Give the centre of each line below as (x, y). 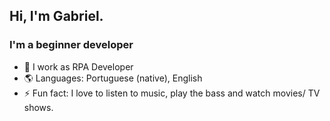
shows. (38, 107)
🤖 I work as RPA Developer (78, 66)
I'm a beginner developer (71, 45)
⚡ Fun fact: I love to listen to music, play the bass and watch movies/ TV (172, 93)
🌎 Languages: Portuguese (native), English (113, 78)
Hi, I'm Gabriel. (56, 16)
